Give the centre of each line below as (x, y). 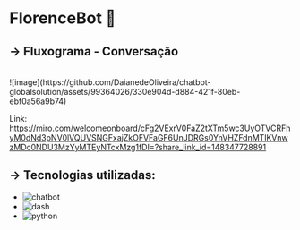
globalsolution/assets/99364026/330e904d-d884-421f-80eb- (125, 92)
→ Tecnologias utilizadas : (82, 175)
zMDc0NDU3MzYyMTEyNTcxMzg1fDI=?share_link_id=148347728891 (138, 147)
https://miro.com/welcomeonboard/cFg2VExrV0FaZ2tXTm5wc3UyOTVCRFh (150, 128)
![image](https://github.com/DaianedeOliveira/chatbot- (111, 82)
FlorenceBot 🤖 (63, 18)
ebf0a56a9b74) (38, 101)
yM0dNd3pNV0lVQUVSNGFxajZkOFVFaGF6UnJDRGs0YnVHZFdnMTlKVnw (149, 137)
